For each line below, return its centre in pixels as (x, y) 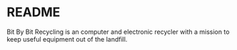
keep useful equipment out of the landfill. (67, 39)
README (34, 12)
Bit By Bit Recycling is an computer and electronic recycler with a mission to (118, 32)
